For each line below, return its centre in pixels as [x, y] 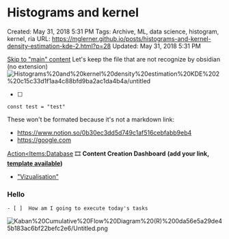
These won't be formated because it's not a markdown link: [91, 119]
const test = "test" [37, 107]
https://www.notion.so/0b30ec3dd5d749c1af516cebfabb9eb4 [104, 132]
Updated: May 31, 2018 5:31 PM [157, 46]
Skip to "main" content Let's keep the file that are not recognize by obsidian [114, 59]
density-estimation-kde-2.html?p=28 [59, 46]
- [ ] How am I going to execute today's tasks [78, 209]
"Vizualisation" [38, 176]
